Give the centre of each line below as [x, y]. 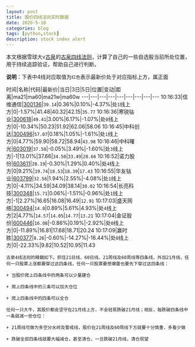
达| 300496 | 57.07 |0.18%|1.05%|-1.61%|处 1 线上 [62, 134]
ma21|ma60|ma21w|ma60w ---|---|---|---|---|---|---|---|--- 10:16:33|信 [100, 97]
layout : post [22, 12]
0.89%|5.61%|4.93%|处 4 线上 [82, 208]
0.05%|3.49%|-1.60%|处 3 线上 [87, 149]
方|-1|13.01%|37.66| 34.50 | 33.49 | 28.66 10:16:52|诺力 [68, 156]
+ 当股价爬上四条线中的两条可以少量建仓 [48, 275]
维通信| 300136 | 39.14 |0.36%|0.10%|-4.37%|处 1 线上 [69, 104]
